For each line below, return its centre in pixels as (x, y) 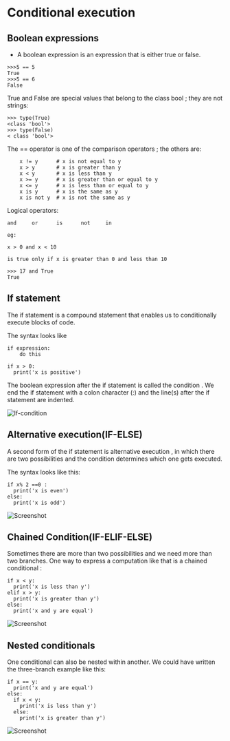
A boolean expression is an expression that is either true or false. (109, 54)
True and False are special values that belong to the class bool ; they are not (115, 98)
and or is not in (59, 223)
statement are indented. (41, 399)
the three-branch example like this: (57, 669)
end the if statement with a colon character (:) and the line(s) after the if (108, 392)
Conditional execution (71, 13)
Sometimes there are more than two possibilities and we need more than (110, 554)
